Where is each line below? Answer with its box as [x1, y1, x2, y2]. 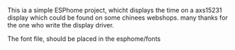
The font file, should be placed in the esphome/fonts [7, 35, 161, 43]
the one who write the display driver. [7, 21, 114, 29]
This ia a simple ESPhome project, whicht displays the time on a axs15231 [7, 6, 222, 14]
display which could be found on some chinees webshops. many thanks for [7, 13, 229, 22]
